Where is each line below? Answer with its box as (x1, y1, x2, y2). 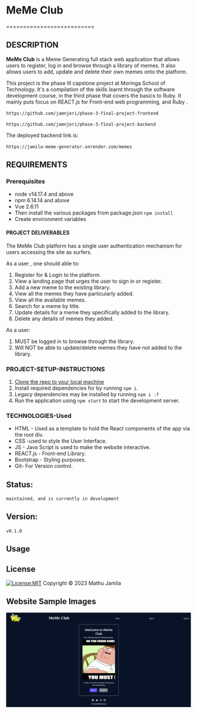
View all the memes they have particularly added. (14, 290, 134, 297)
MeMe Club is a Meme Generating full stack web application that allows (6, 55, 180, 62)
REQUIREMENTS (6, 160, 67, 170)
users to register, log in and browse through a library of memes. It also (6, 62, 176, 69)
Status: (6, 480, 33, 490)
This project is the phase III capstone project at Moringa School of (6, 79, 166, 86)
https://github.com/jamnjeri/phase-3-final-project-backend (6, 121, 157, 127)
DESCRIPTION (6, 40, 59, 50)
